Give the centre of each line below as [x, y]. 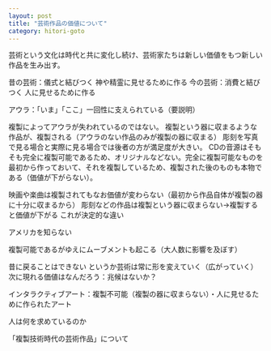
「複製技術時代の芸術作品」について [69, 339]
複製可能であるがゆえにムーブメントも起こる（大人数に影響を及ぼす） [125, 250]
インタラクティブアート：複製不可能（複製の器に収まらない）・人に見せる [130, 294]
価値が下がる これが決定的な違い [69, 215]
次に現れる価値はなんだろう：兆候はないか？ [83, 277]
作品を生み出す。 [36, 65]
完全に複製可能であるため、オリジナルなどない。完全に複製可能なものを [143, 157]
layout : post [30, 16]
